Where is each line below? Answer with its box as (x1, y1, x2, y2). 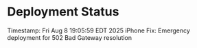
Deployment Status (7, 4, 119, 20)
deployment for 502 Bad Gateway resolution (7, 33, 132, 41)
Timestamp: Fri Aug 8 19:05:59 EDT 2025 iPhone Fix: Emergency (7, 26, 191, 34)
